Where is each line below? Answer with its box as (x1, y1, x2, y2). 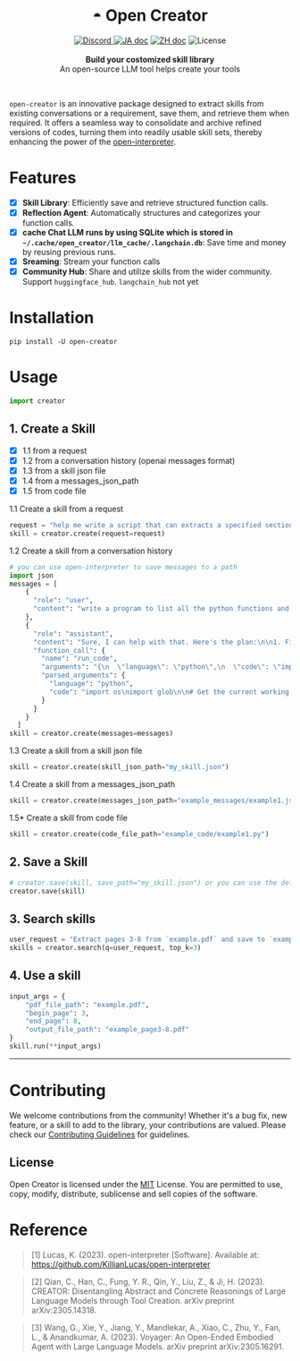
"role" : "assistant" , (32, 629, 114, 638)
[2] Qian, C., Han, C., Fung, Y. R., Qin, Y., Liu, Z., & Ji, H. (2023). (30, 1276, 265, 1287)
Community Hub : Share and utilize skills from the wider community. (21, 266, 272, 278)
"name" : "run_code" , (41, 655, 118, 663)
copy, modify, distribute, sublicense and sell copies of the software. (9, 1188, 259, 1199)
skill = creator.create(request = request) (9, 529, 166, 538)
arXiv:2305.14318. (30, 1305, 97, 1315)
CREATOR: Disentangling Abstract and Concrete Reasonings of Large (30, 1286, 287, 1297)
